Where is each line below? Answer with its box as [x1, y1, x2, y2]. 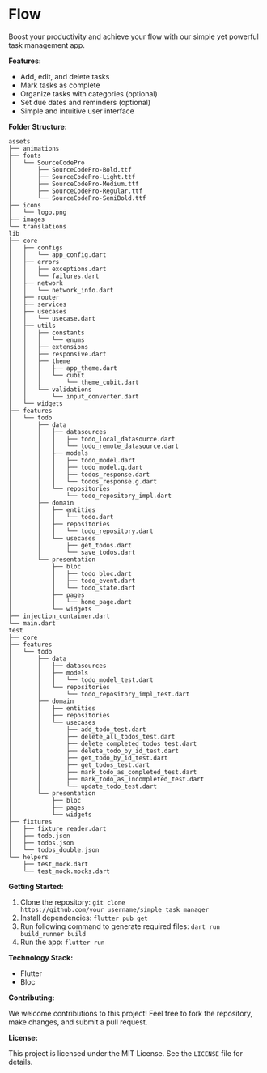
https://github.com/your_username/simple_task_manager [19, 905, 210, 913]
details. [8, 1057, 33, 1067]
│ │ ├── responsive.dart [8, 350, 107, 358]
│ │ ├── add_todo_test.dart [8, 726, 147, 734]
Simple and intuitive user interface [19, 106, 135, 116]
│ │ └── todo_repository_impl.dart [8, 492, 172, 500]
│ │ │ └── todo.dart [8, 513, 114, 521]
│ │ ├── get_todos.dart [8, 541, 132, 549]
